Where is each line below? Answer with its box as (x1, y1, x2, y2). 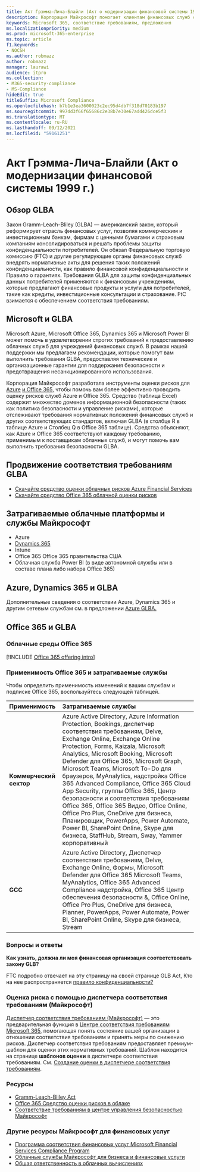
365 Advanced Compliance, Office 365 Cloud (62, 780, 191, 788)
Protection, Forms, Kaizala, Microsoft (62, 742, 165, 750)
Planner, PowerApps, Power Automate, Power (62, 908, 190, 917)
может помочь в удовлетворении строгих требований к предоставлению (6, 336, 194, 343)
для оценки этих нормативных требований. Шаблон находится (27, 1046, 187, 1053)
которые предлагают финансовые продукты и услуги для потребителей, (6, 284, 191, 291)
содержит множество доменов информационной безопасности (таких (6, 398, 186, 406)
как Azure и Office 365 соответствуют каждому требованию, (6, 430, 162, 437)
